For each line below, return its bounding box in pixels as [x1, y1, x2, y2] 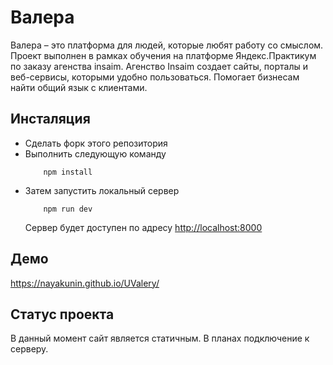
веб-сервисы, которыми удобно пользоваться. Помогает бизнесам [10, 71, 300, 83]
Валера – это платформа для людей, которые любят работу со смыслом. [10, 39, 324, 51]
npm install [43, 167, 93, 177]
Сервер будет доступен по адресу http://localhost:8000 [24, 221, 263, 233]
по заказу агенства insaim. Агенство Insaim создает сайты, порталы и [10, 60, 308, 72]
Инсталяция [10, 111, 91, 128]
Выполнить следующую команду [24, 147, 167, 160]
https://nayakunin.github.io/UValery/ [10, 277, 160, 289]
